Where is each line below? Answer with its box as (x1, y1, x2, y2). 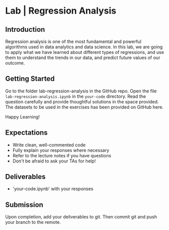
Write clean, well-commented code (12, 142, 86, 148)
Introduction (5, 25, 45, 34)
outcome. (5, 60, 25, 66)
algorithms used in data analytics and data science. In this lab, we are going (5, 44, 163, 50)
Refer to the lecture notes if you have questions (12, 152, 111, 158)
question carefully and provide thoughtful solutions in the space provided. (5, 98, 159, 104)
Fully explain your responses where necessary (12, 147, 109, 153)
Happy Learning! (5, 113, 40, 120)
